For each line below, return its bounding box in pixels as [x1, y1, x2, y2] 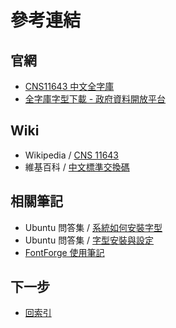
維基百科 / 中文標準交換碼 [24, 161, 130, 173]
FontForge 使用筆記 [24, 246, 105, 258]
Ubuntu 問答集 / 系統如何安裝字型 [24, 221, 163, 233]
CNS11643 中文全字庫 [24, 81, 115, 92]
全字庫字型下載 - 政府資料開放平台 [24, 93, 167, 105]
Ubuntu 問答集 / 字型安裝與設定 [24, 234, 155, 246]
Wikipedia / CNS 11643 [24, 149, 120, 161]
